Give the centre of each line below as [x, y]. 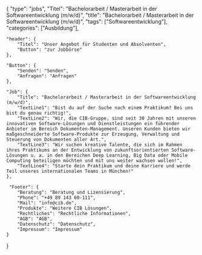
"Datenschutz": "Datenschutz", [57, 224]
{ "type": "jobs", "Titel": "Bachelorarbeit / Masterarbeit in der [82, 9]
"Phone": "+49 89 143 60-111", [57, 198]
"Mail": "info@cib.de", [47, 203]
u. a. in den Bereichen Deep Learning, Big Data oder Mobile [109, 155]
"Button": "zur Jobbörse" [50, 50]
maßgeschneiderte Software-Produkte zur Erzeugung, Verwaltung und [93, 134]
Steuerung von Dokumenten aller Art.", [57, 140]
